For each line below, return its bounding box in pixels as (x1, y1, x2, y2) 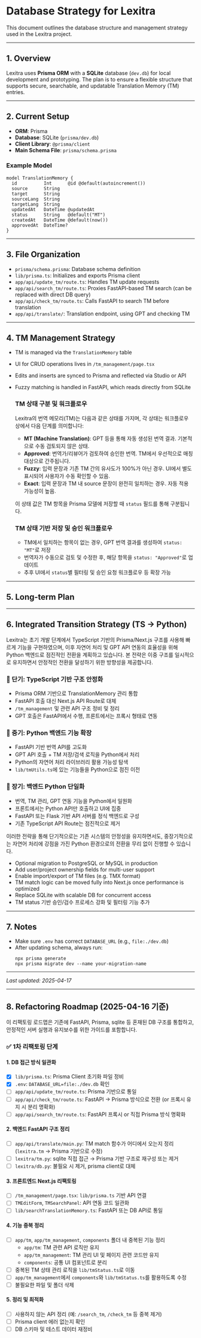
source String (11, 185, 60, 191)
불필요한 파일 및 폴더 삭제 (14, 1281, 75, 1288)
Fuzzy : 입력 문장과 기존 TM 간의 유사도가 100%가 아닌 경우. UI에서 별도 (23, 465, 193, 472)
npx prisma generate (14, 955, 66, 962)
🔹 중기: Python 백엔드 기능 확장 (6, 729, 92, 737)
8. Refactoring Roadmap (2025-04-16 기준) (6, 1002, 169, 1012)
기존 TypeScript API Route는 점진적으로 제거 (14, 820, 121, 827)
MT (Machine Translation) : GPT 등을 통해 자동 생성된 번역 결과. (23, 435, 176, 442)
